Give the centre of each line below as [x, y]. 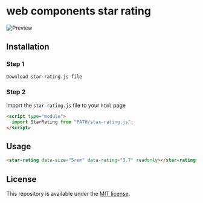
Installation [28, 47]
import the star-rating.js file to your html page [66, 105]
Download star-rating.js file [44, 77]
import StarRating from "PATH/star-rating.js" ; [73, 122]
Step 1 [15, 64]
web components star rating [79, 11]
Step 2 [16, 92]
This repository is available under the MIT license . [68, 193]
